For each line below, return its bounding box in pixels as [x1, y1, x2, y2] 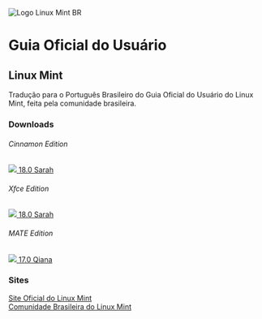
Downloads [8, 119, 54, 130]
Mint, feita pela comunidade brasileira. [8, 98, 136, 108]
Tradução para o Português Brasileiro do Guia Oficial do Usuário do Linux [8, 90, 254, 99]
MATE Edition [8, 228, 54, 238]
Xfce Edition [8, 183, 49, 193]
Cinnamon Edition [8, 139, 68, 149]
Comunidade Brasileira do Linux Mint [8, 301, 132, 312]
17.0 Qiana [18, 254, 53, 264]
